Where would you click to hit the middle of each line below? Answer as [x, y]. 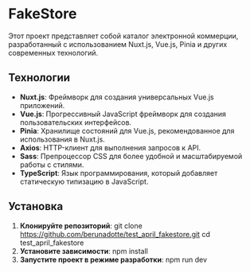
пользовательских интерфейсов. [76, 122]
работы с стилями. [52, 165]
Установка [36, 206]
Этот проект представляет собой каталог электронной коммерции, [123, 36]
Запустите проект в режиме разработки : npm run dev [113, 259]
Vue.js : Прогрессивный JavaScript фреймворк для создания [123, 114]
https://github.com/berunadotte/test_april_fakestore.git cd [115, 234]
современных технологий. [53, 52]
